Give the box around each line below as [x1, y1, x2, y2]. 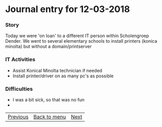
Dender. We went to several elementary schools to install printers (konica [5, 38, 157, 44]
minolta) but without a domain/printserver [5, 44, 92, 50]
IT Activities [5, 56, 35, 63]
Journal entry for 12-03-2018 [5, 4, 130, 15]
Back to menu [33, 113, 67, 120]
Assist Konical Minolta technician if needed [12, 67, 102, 73]
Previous [8, 113, 29, 120]
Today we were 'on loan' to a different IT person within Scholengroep [5, 33, 149, 39]
